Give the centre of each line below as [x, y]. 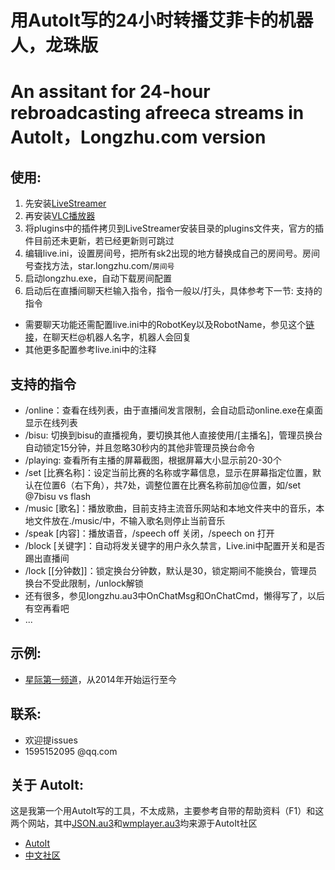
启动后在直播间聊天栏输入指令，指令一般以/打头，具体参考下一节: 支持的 [173, 291]
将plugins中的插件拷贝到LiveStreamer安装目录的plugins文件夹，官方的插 [174, 228]
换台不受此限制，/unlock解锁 [84, 583]
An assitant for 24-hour [110, 92]
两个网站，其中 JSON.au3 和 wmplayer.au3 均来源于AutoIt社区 [134, 823]
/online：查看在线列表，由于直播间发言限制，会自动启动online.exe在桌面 [173, 410]
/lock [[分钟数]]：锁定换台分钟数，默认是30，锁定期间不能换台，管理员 [171, 570]
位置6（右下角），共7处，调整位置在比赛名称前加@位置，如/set [172, 485]
